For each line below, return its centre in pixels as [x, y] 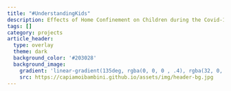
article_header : [30, 39]
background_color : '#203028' [55, 58]
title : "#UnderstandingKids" [49, 13]
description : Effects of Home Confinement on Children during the [104, 20]
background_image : [40, 64]
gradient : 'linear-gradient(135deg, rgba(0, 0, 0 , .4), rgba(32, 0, [121, 70]
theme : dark [31, 52]
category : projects [35, 32]
